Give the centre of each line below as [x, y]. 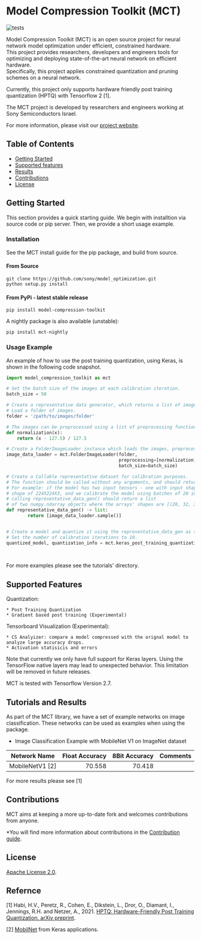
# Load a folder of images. [41, 411]
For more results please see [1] [44, 780]
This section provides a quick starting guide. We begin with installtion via [96, 217]
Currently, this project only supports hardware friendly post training [89, 89]
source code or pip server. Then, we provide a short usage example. [91, 224]
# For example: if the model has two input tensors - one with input [95, 488]
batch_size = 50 [26, 394]
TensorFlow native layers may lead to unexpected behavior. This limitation [97, 665]
